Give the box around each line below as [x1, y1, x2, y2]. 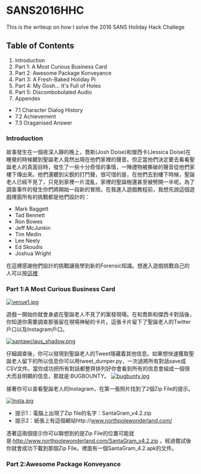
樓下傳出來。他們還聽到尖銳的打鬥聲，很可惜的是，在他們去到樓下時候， [6, 171, 184, 178]
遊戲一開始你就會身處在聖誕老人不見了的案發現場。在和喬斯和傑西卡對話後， [6, 311, 195, 318]
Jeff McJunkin [14, 224, 51, 232]
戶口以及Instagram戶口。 [6, 326, 68, 333]
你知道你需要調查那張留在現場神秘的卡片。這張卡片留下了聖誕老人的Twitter [6, 318, 191, 326]
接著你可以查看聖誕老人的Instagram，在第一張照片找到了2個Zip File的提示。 [6, 385, 194, 393]
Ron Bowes [14, 218, 43, 225]
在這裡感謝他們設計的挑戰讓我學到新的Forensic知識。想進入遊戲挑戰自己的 [6, 262, 190, 269]
